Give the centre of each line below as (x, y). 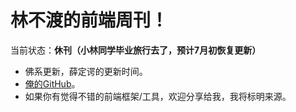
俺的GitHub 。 (52, 83)
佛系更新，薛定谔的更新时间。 (86, 71)
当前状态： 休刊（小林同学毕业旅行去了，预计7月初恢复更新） (136, 50)
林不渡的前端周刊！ (89, 20)
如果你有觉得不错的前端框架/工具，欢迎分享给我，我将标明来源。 (158, 96)
